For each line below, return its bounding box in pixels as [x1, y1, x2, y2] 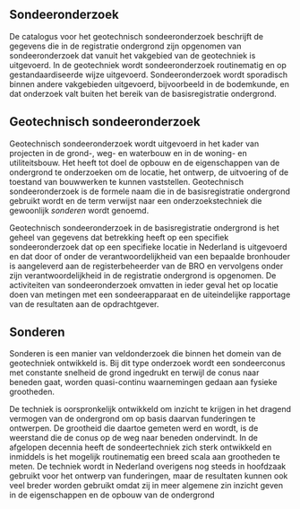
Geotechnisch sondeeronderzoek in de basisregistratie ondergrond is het [9, 222, 279, 233]
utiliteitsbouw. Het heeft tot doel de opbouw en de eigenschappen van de [9, 157, 280, 168]
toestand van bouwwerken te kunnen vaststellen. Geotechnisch [9, 176, 244, 187]
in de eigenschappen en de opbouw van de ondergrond [9, 489, 215, 501]
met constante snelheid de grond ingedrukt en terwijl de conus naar [9, 367, 260, 378]
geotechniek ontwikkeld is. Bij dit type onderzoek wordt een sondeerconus [9, 358, 286, 369]
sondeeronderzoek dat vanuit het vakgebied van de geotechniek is [9, 49, 256, 61]
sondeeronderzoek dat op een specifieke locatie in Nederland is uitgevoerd [9, 241, 287, 252]
